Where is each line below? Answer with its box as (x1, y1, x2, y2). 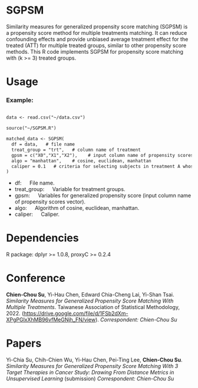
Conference (6, 272, 66, 285)
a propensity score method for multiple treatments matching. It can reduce (6, 29, 187, 36)
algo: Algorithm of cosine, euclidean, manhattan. (14, 205, 140, 212)
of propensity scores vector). (14, 198, 86, 205)
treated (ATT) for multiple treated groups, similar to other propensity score (6, 42, 187, 49)
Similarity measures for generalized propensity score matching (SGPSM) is (6, 23, 188, 30)
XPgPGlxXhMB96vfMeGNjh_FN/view (6, 316, 96, 323)
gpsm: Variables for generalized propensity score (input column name (14, 192, 192, 199)
